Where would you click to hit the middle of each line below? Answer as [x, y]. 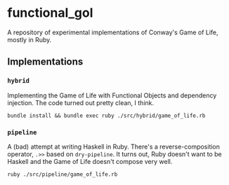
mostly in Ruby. [30, 39]
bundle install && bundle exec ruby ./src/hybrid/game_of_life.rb [106, 116]
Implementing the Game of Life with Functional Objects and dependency [112, 95]
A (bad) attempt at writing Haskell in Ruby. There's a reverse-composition [113, 146]
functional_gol [50, 13]
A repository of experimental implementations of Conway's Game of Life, [113, 32]
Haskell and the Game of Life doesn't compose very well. [90, 161]
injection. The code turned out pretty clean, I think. [81, 102]
